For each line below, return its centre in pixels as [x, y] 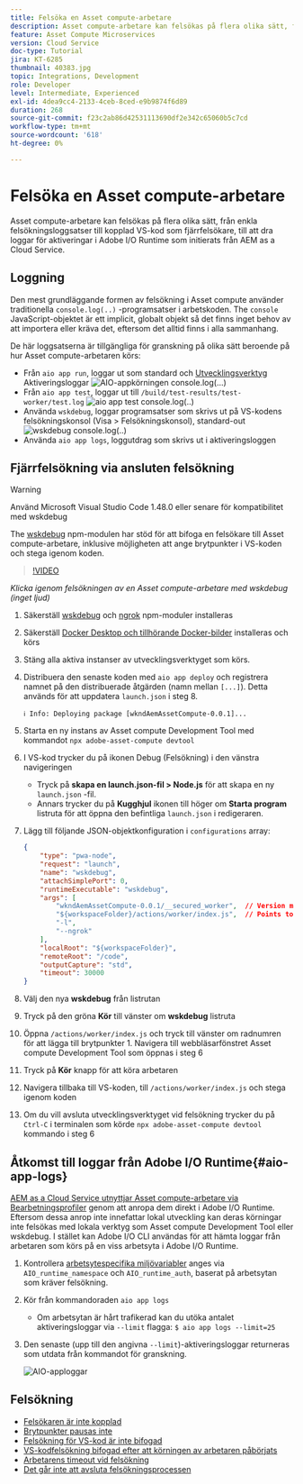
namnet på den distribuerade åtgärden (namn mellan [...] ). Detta [146, 687]
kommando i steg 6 [59, 1134]
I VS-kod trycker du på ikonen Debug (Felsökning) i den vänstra [141, 758]
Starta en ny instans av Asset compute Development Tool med [138, 731]
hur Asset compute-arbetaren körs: [76, 355]
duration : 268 [37, 110]
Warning [26, 490]
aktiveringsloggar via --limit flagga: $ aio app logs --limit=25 [156, 1327]
